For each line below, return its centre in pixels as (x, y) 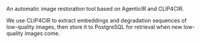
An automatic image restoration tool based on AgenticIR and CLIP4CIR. (95, 9)
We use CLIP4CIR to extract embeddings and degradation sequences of (97, 20)
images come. (42, 33)
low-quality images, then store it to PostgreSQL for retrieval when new (94, 27)
